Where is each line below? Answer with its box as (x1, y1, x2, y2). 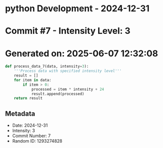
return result (14, 96, 43, 101)
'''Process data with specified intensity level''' (14, 69, 122, 74)
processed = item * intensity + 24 (31, 87, 105, 92)
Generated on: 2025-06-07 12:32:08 (5, 48, 158, 59)
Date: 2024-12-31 (12, 123, 48, 128)
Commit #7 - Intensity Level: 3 (5, 25, 131, 37)
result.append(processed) (31, 91, 84, 96)
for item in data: (14, 77, 52, 82)
